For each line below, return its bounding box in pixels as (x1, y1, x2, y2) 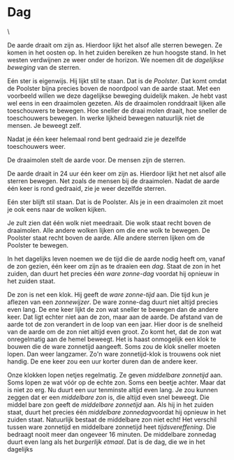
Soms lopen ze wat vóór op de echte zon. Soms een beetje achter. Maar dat (7, 378, 226, 387)
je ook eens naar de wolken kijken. (7, 205, 107, 213)
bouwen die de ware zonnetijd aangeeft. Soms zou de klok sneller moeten (7, 342, 221, 350)
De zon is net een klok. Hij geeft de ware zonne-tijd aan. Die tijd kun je (7, 290, 210, 299)
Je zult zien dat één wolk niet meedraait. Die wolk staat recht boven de (7, 218, 212, 227)
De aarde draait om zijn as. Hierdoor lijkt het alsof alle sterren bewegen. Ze (7, 41, 223, 49)
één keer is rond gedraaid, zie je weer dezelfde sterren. (7, 184, 167, 192)
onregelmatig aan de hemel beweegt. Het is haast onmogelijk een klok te (7, 335, 217, 343)
